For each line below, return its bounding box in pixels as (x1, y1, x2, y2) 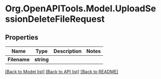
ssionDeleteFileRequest (5, 13, 105, 25)
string (34, 56, 49, 63)
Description (53, 48, 82, 54)
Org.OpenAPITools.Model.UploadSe (5, 3, 157, 14)
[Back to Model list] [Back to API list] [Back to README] (5, 69, 119, 75)
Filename (7, 56, 30, 63)
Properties (5, 33, 39, 41)
